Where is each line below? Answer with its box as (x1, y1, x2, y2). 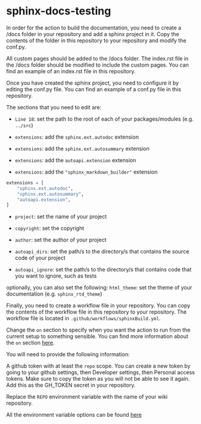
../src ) (14, 121, 33, 129)
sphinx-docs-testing (6, 4, 111, 18)
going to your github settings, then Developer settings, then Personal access (6, 369, 195, 376)
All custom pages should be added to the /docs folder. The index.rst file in (6, 55, 189, 62)
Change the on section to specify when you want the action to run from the (6, 326, 191, 334)
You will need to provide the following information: (6, 351, 130, 358)
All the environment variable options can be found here (6, 411, 142, 419)
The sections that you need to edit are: (6, 103, 102, 111)
